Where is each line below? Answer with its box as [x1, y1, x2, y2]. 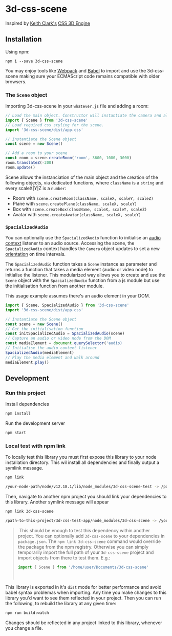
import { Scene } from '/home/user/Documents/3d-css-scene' [17, 565, 149, 570]
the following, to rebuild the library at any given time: [5, 600, 117, 606]
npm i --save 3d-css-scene [5, 59, 63, 64]
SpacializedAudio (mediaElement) [5, 350, 74, 355]
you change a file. [5, 625, 44, 631]
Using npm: [5, 48, 30, 54]
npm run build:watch [5, 610, 50, 615]
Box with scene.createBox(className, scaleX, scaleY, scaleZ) [12, 206, 147, 212]
